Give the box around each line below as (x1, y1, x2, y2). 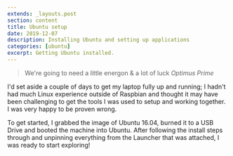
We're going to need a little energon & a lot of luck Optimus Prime (24, 68, 214, 77)
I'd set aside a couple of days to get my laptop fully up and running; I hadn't (7, 82, 226, 91)
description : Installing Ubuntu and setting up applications (7, 37, 190, 44)
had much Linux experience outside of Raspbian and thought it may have (7, 89, 219, 98)
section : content (7, 17, 58, 24)
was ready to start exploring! (7, 141, 91, 149)
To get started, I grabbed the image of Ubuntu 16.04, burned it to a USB (7, 118, 214, 126)
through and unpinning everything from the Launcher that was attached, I (7, 133, 220, 141)
